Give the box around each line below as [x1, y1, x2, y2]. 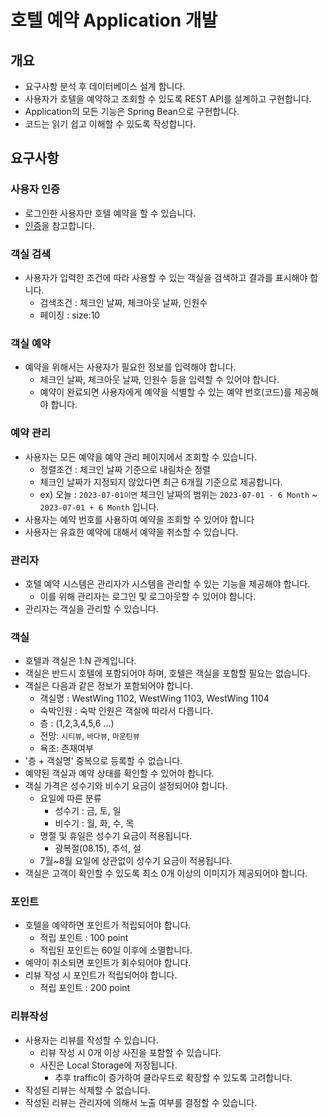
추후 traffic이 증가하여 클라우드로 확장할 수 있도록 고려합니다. [54, 1071, 293, 1083]
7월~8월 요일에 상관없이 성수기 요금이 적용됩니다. [39, 855, 233, 867]
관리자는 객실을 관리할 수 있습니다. [24, 602, 159, 615]
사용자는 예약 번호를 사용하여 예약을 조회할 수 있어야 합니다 [24, 513, 255, 525]
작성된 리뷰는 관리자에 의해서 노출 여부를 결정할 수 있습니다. [24, 1096, 258, 1108]
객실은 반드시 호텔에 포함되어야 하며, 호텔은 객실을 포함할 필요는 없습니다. [24, 667, 311, 680]
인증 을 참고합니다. [24, 219, 95, 231]
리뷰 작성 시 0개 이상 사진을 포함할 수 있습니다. [39, 1046, 222, 1058]
